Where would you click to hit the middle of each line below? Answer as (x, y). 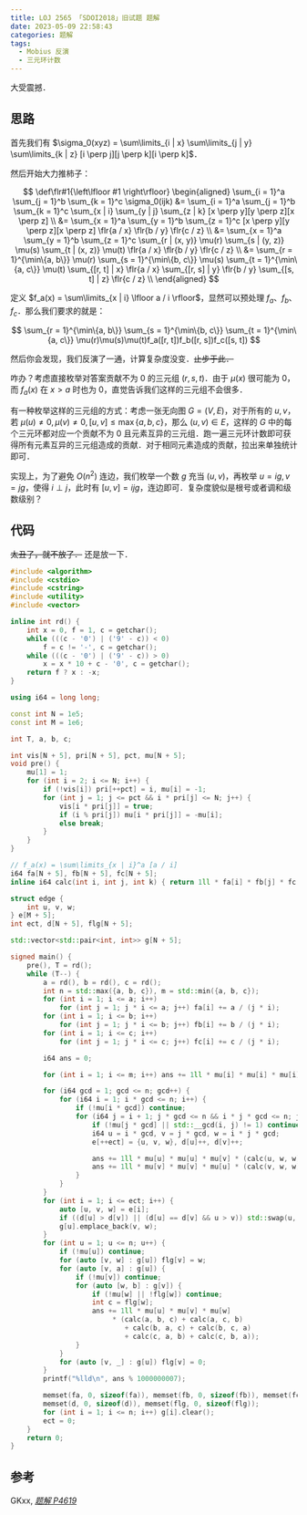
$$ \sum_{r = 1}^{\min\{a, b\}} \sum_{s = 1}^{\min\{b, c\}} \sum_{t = (137, 330)
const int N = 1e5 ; (47, 714)
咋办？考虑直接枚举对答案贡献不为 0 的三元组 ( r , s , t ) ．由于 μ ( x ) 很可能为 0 (149, 379)
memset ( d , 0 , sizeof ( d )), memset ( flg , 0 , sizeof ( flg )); (151, 1404)
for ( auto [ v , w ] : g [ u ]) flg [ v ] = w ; (133, 1261)
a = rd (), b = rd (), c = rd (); (102, 982)
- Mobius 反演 (44, 52)
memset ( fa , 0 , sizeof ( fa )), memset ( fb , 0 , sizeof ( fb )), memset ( (168, 1396)
